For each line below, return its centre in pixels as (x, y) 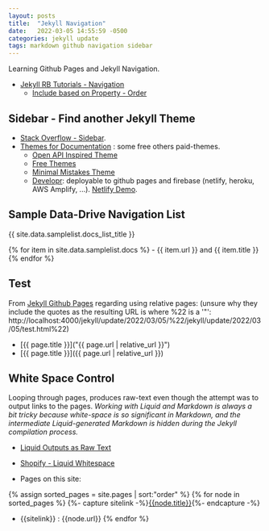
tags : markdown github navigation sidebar (81, 46)
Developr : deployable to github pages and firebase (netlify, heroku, (143, 180)
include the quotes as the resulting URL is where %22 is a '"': (110, 311)
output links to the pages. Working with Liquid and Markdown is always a (130, 406)
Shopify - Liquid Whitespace (67, 463)
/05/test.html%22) (39, 328)
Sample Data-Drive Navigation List (97, 215)
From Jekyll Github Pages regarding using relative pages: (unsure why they (133, 303)
